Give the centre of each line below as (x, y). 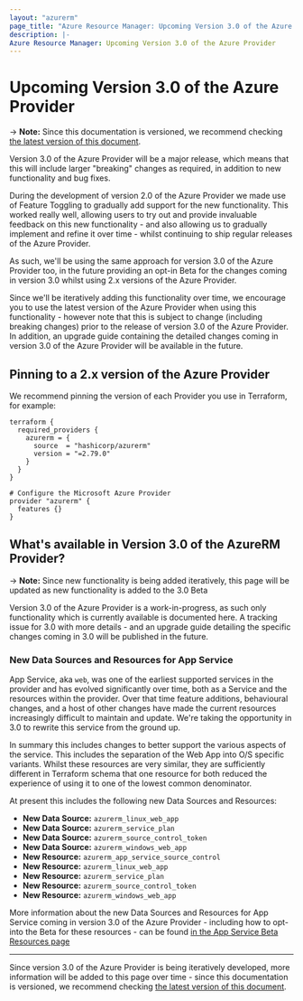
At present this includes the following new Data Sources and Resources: (143, 801)
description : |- (40, 34)
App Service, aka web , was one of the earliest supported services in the (142, 679)
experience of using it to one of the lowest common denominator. (131, 783)
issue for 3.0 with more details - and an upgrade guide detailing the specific (150, 627)
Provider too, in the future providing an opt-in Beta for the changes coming (148, 271)
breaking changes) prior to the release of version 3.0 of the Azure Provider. (149, 327)
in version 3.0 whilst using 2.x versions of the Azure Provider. (123, 280)
